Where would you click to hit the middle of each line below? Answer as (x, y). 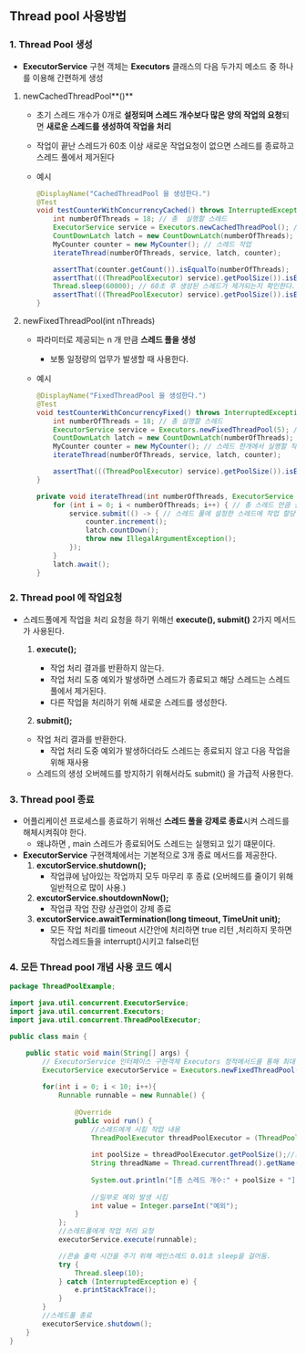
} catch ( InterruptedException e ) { (127, 1281)
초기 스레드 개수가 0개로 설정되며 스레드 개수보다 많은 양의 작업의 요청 (159, 115)
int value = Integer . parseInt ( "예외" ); (164, 1206)
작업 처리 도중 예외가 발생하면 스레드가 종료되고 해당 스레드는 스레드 (170, 679)
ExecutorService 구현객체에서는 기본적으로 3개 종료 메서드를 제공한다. (150, 855)
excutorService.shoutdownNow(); (102, 898)
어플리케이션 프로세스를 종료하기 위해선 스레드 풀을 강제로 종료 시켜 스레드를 (156, 821)
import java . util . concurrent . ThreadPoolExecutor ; (106, 1020)
